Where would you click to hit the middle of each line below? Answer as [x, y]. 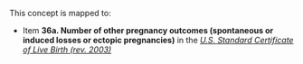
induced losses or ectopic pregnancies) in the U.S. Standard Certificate [158, 40]
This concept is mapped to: [60, 13]
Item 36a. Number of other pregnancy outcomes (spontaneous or [148, 30]
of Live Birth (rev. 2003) [67, 50]
